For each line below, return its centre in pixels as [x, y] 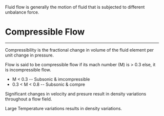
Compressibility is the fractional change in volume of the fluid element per [79, 50]
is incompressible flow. [28, 70]
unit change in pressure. [30, 55]
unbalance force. [22, 12]
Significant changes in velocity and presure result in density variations [76, 94]
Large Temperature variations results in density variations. [63, 108]
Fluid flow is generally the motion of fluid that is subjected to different [75, 7]
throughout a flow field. [29, 99]
